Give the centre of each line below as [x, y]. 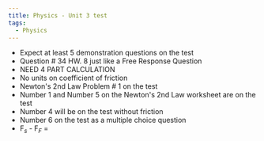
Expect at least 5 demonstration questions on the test [107, 53]
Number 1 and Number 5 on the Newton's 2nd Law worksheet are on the [138, 95]
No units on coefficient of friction [74, 78]
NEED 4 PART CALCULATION [67, 70]
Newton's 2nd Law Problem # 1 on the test [89, 86]
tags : [17, 23]
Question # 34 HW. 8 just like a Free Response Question [111, 61]
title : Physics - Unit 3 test [58, 15]
